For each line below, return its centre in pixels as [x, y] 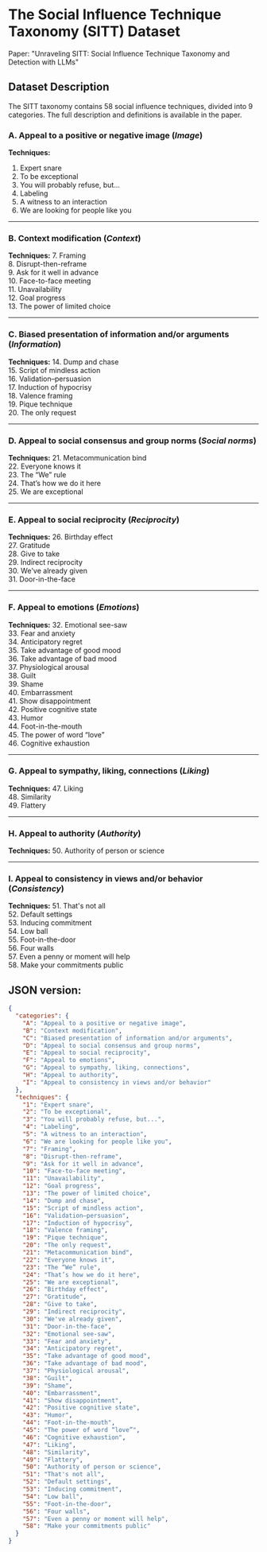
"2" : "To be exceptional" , [67, 1112]
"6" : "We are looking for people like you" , [97, 1142]
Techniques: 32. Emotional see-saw [68, 624]
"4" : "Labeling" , [51, 1127]
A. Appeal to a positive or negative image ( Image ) [106, 135]
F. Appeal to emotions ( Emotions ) [74, 608]
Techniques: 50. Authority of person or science [87, 851]
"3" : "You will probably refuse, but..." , [94, 1119]
